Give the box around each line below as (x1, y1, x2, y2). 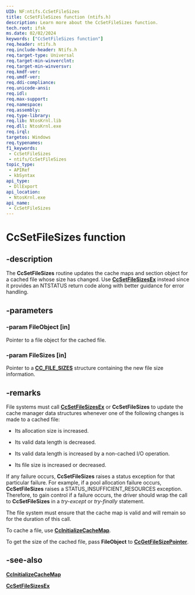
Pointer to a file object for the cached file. (6, 336, 107, 343)
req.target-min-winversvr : (6, 63, 72, 69)
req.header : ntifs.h (6, 42, 57, 48)
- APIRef (8, 167, 30, 173)
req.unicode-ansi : (6, 85, 51, 91)
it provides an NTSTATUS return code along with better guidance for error (6, 282, 184, 289)
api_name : (6, 200, 30, 206)
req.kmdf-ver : (6, 69, 41, 75)
